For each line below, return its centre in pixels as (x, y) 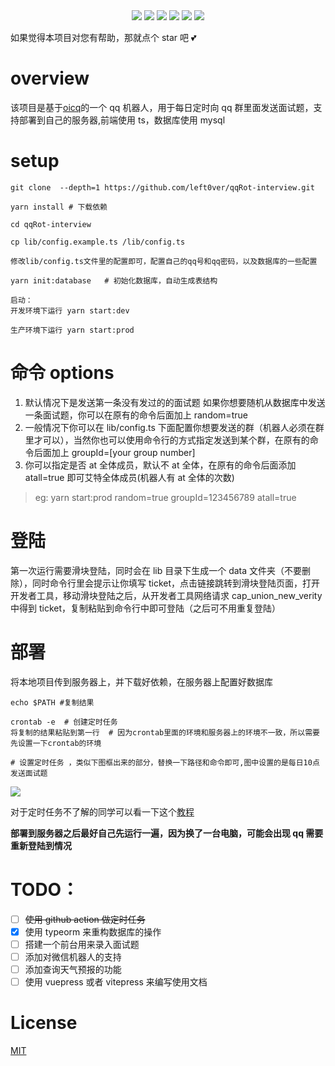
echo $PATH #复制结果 (52, 702)
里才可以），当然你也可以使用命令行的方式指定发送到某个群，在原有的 (167, 440)
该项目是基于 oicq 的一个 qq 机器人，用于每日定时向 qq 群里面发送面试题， (162, 107)
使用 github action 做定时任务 (85, 919)
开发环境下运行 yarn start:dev (70, 310)
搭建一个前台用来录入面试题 (82, 944)
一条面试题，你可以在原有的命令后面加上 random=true (136, 415)
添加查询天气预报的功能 (73, 969)
